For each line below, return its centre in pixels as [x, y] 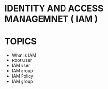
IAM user [21, 66]
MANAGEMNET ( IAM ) [51, 19]
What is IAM [24, 55]
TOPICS [21, 42]
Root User [22, 60]
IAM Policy [22, 76]
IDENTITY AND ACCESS [54, 9]
